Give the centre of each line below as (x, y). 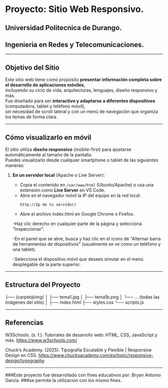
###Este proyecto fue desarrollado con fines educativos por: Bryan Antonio (83, 375)
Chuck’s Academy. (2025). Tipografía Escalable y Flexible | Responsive (78, 350)
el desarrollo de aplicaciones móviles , (45, 85)
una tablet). (24, 250)
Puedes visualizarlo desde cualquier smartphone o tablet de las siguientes (82, 160)
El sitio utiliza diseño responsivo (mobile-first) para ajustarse (68, 149)
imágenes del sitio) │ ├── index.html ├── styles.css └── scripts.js (74, 302)
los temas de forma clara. (31, 117)
